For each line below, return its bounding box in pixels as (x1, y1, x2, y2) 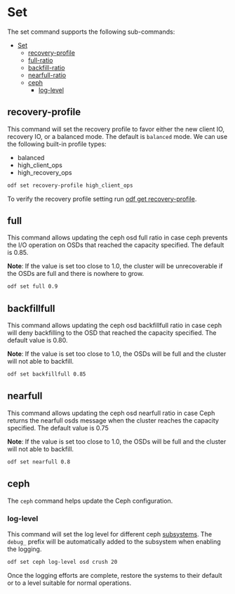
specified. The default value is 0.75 (7, 423, 109, 432)
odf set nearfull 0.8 (7, 458, 71, 466)
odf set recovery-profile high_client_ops (7, 182, 133, 189)
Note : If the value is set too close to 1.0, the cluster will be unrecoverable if (7, 262, 223, 270)
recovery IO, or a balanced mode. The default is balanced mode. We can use (7, 132, 228, 140)
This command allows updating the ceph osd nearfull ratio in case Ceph (7, 409, 215, 417)
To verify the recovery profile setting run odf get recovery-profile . (7, 194, 197, 203)
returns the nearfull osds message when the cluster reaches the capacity (7, 416, 220, 425)
